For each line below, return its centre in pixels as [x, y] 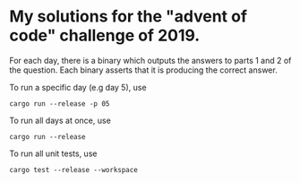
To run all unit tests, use [53, 153]
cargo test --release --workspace [74, 170]
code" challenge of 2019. [105, 35]
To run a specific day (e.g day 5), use [78, 87]
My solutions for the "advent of [129, 17]
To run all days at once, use [60, 120]
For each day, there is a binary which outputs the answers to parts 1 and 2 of [150, 60]
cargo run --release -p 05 [60, 104]
